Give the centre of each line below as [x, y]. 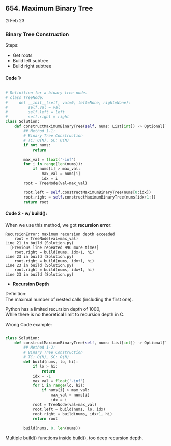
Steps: [12, 45]
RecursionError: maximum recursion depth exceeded [60, 234]
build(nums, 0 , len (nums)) [52, 428]
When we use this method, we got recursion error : [59, 225]
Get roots [22, 55]
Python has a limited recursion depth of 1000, [53, 309]
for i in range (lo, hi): [59, 386]
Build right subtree [32, 66]
